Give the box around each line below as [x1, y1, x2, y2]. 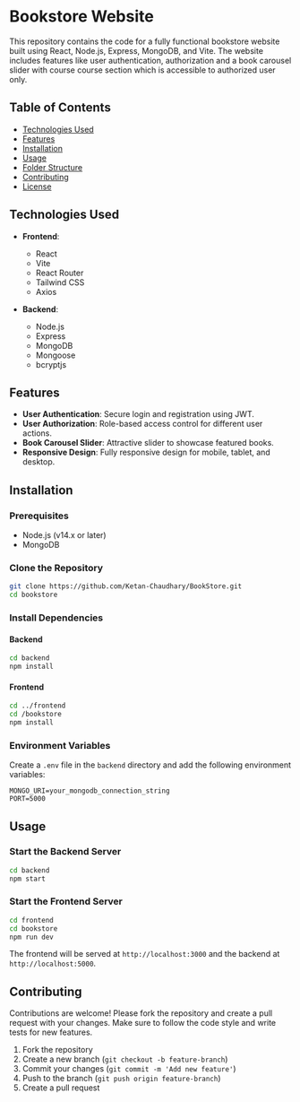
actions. [21, 428, 52, 438]
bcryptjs [35, 359, 67, 369]
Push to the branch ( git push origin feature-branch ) [21, 1073, 221, 1084]
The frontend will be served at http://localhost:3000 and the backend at [9, 949, 280, 959]
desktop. [21, 456, 56, 467]
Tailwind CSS [35, 276, 85, 288]
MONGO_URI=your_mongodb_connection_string [9, 786, 170, 795]
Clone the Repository [9, 561, 104, 574]
